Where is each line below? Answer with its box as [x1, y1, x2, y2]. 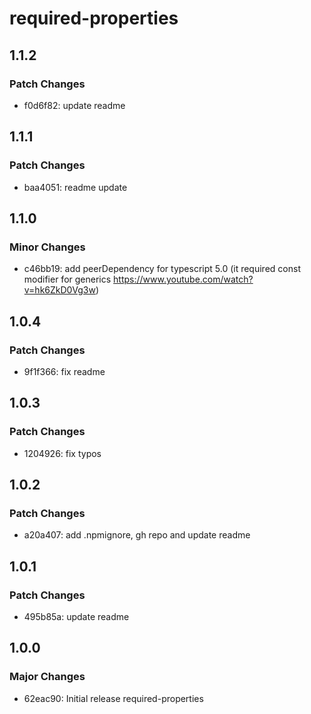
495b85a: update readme [23, 611, 130, 622]
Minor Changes [9, 240, 86, 254]
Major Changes [9, 670, 86, 684]
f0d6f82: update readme [23, 99, 126, 111]
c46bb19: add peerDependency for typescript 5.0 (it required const [23, 263, 301, 275]
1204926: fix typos [23, 447, 102, 459]
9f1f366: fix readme [23, 365, 106, 377]
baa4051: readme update [23, 181, 128, 193]
